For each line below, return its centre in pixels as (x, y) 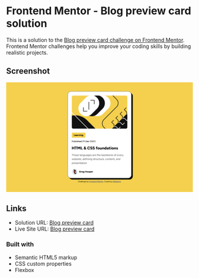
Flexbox (24, 270)
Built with (20, 244)
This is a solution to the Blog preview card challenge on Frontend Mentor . (95, 40)
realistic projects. (27, 52)
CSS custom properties (43, 263)
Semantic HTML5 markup (46, 257)
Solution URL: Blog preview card (54, 223)
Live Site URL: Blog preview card (54, 229)
